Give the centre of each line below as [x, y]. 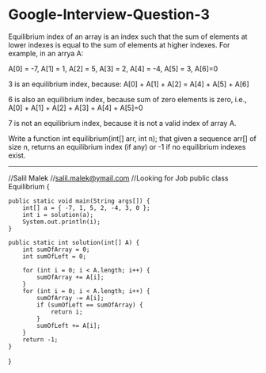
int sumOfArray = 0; [56, 249]
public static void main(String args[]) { [79, 201]
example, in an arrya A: [46, 53]
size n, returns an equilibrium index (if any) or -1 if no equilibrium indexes [127, 147]
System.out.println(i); [62, 222]
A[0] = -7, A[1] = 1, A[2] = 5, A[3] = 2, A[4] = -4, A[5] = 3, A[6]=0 [113, 68]
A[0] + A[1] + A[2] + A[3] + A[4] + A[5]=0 [76, 108]
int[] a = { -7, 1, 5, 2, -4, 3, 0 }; [86, 207]
